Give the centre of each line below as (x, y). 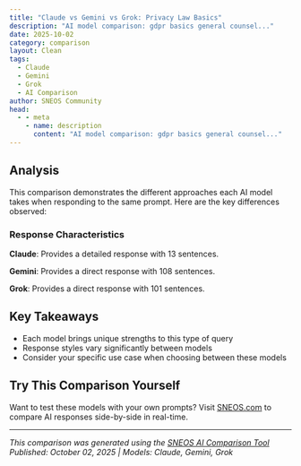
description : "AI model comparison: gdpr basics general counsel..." (142, 26)
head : (19, 109)
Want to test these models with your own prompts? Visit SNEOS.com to (140, 407)
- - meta (34, 117)
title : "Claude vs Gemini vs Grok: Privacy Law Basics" (116, 17)
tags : (19, 59)
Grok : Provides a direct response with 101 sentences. (107, 289)
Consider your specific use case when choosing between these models (154, 357)
